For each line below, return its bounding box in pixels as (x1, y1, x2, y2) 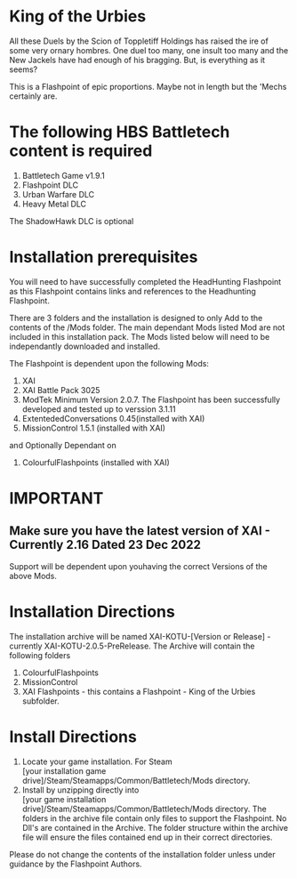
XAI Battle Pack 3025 (21, 384, 100, 395)
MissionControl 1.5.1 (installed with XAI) (21, 423, 166, 433)
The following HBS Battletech (9, 122, 230, 142)
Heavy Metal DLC (21, 198, 87, 209)
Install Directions (9, 727, 138, 746)
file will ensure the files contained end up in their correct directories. (21, 832, 273, 842)
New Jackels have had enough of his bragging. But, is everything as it (9, 54, 265, 65)
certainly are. (9, 91, 58, 101)
